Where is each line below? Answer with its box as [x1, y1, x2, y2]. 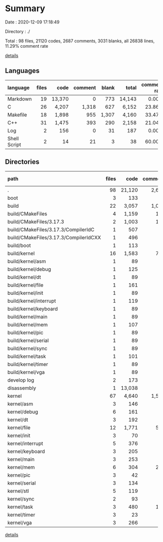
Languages [5, 67, 40, 75]
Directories [5, 158, 40, 166]
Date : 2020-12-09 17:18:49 [5, 19, 60, 25]
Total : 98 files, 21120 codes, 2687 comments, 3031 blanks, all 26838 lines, [5, 38, 155, 44]
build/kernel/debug [7, 266, 51, 272]
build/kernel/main [7, 313, 48, 320]
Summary [5, 3, 45, 14]
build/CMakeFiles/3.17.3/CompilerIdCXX [7, 234, 101, 241]
